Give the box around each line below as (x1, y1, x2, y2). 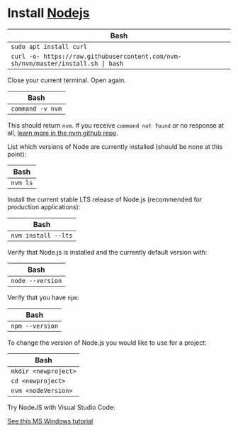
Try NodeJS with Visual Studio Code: (7, 403, 115, 411)
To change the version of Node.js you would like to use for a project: (7, 338, 207, 347)
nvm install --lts (11, 231, 73, 239)
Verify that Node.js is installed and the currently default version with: (7, 248, 208, 256)
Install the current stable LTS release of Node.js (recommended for (7, 195, 203, 204)
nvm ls (11, 179, 33, 187)
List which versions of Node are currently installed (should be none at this (7, 142, 223, 150)
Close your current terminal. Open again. (7, 76, 126, 84)
